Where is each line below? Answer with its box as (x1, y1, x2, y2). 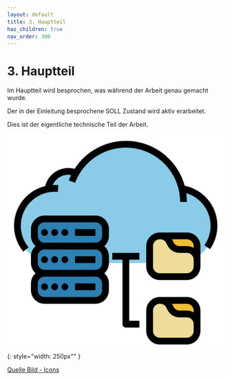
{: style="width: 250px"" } (7, 352, 81, 361)
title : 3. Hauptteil (7, 18, 67, 26)
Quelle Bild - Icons (7, 366, 60, 374)
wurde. (7, 94, 28, 102)
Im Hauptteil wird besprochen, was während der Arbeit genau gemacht (7, 86, 209, 94)
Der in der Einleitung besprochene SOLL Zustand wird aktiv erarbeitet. (7, 107, 207, 115)
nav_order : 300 (7, 33, 51, 40)
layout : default (7, 11, 54, 18)
